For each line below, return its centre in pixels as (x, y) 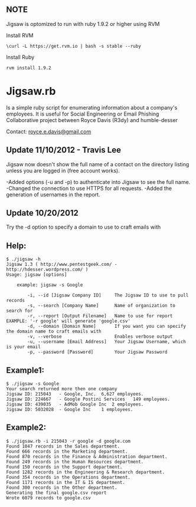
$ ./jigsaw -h (24, 259)
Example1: (25, 370)
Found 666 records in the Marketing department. (67, 451)
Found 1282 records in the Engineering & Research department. (86, 472)
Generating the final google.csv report (57, 493)
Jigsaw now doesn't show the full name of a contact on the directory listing (98, 164)
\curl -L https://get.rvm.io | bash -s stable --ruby (74, 46)
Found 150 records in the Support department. (64, 467)
